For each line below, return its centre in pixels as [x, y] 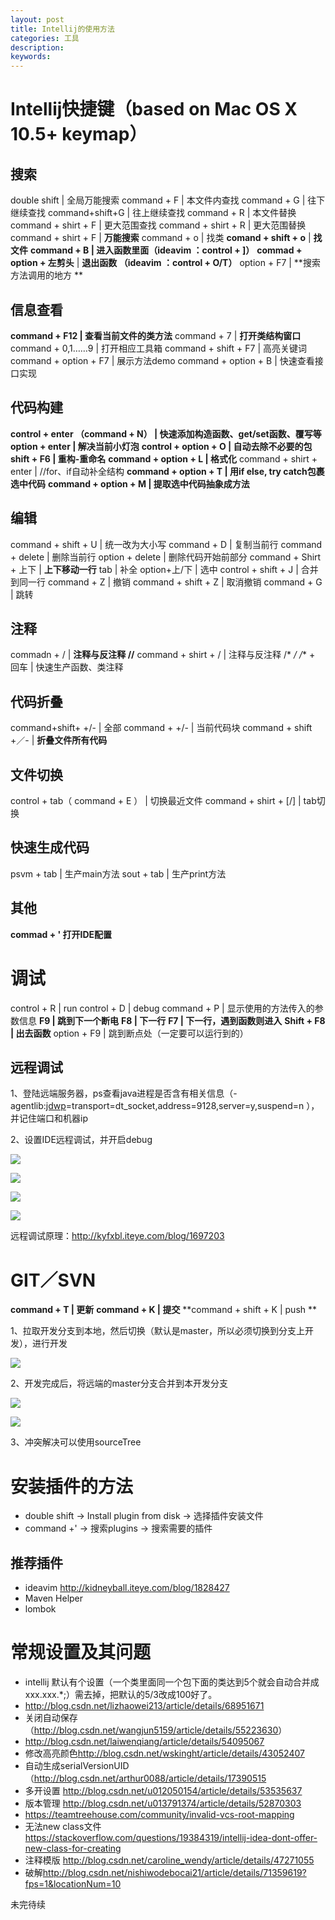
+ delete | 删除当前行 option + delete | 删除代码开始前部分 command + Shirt [166, 557]
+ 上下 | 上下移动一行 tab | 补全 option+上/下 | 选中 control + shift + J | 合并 [164, 569]
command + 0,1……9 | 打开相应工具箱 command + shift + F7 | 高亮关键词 [158, 348]
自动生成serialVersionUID [77, 1765]
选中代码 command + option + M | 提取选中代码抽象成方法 [130, 483]
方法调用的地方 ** [46, 275]
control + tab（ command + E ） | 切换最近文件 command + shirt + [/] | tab [163, 800]
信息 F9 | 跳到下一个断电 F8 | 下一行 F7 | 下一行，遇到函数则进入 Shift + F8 [172, 1020]
